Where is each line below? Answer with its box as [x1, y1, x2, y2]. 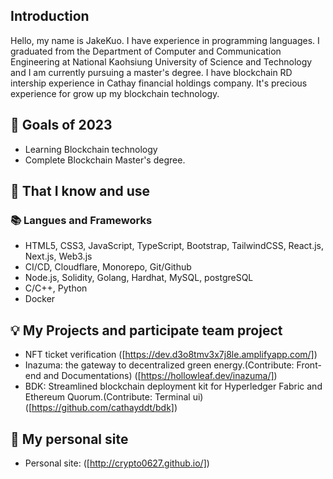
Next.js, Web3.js [24, 250, 93, 263]
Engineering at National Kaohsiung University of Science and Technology [10, 55, 313, 68]
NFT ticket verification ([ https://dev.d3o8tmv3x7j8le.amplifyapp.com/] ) [24, 349, 318, 361]
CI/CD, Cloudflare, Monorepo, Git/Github [24, 261, 192, 273]
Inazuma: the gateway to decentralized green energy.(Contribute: [24, 359, 295, 371]
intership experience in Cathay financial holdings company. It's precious [10, 77, 308, 89]
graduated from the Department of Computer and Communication [10, 45, 282, 57]
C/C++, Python [24, 282, 88, 294]
